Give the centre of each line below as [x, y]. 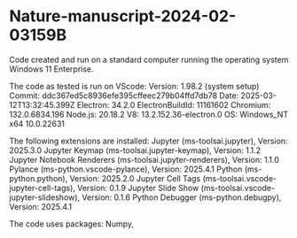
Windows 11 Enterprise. [52, 69]
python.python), [39, 178]
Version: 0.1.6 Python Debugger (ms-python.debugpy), [182, 197]
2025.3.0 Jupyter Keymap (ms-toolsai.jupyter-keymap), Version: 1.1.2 [135, 150]
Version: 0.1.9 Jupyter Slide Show [138, 188]
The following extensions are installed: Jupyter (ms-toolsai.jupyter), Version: [148, 141]
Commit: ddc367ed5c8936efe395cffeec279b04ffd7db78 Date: [124, 96]
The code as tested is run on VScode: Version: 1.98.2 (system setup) [134, 86]
